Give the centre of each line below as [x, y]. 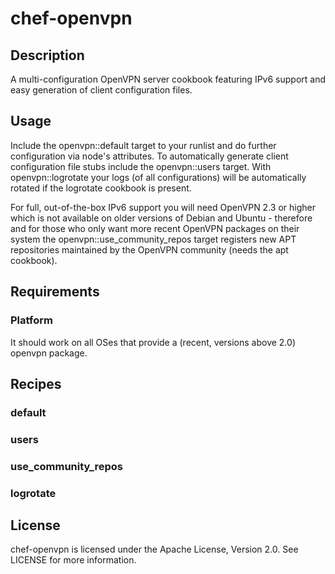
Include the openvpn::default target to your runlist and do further [143, 145]
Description [47, 55]
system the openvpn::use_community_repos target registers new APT [153, 239]
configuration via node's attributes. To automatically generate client [149, 156]
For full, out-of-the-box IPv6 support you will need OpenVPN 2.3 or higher [163, 207]
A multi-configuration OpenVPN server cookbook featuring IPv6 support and [168, 79]
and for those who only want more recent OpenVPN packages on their [155, 228]
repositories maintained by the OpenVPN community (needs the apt [149, 249]
